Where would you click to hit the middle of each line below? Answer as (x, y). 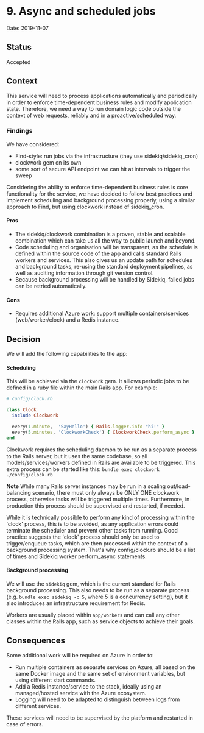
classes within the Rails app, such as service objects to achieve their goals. (100, 621)
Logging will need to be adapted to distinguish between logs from (97, 699)
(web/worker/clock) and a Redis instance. (67, 320)
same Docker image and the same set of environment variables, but (100, 673)
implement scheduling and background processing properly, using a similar (101, 200)
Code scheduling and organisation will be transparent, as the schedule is (106, 247)
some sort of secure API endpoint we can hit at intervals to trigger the (103, 169)
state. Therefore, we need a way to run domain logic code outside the (94, 108)
